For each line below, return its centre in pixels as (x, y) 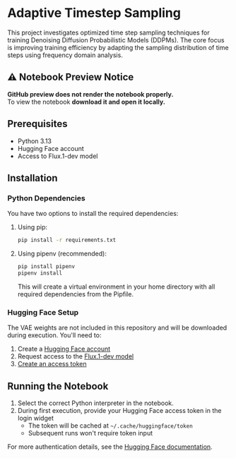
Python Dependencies (47, 198)
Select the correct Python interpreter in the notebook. (96, 403)
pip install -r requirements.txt (67, 240)
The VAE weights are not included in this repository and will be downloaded (117, 328)
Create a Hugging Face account (64, 349)
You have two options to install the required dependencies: (93, 214)
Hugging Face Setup (43, 312)
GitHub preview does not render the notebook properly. (90, 94)
